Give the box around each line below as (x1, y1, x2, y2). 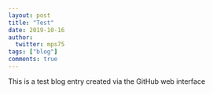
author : (8, 33, 34, 42)
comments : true (8, 56, 58, 63)
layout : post (8, 11, 51, 20)
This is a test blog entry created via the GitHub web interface (8, 76, 206, 86)
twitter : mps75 (15, 41, 65, 49)
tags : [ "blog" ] (8, 48, 58, 56)
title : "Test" (8, 19, 55, 27)
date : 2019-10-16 (8, 26, 65, 34)
